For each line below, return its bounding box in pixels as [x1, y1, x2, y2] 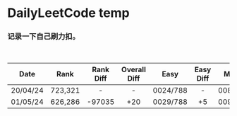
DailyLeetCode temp [7, 5, 130, 21]
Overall [121, 65, 146, 75]
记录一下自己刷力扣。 [7, 32, 80, 42]
